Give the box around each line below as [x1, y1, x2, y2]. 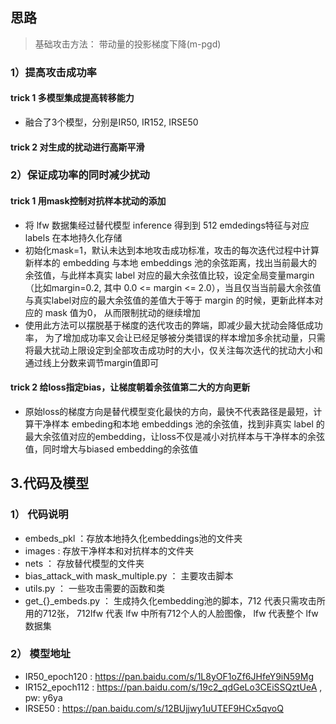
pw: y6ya [24, 691, 63, 703]
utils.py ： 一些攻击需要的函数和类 [24, 582, 165, 594]
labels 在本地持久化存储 [24, 231, 123, 243]
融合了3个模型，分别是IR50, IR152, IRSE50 [24, 116, 199, 128]
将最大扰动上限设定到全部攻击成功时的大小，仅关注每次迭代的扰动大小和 [24, 344, 323, 356]
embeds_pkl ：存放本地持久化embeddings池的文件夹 [24, 532, 243, 544]
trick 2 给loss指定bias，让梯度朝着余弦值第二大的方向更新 [10, 381, 251, 393]
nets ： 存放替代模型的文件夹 [24, 557, 145, 569]
